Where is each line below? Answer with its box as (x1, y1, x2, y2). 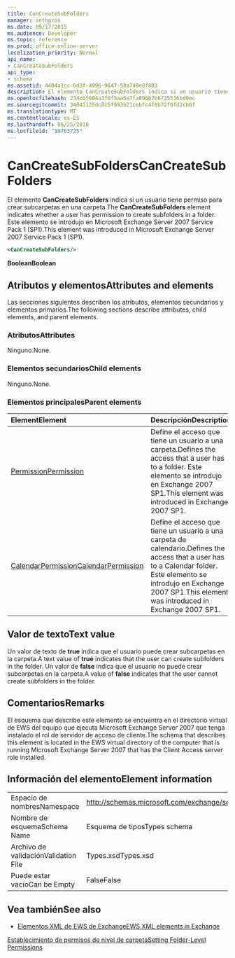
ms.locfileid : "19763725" (7, 127, 83, 134)
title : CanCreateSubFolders (7, 10, 90, 18)
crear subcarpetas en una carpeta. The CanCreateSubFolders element (7, 203, 211, 211)
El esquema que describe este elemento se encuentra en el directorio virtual (7, 716, 227, 724)
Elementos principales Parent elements (7, 397, 142, 407)
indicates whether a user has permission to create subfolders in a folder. (7, 211, 216, 219)
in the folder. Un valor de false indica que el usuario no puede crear (7, 662, 203, 670)
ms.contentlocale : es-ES (7, 114, 80, 121)
